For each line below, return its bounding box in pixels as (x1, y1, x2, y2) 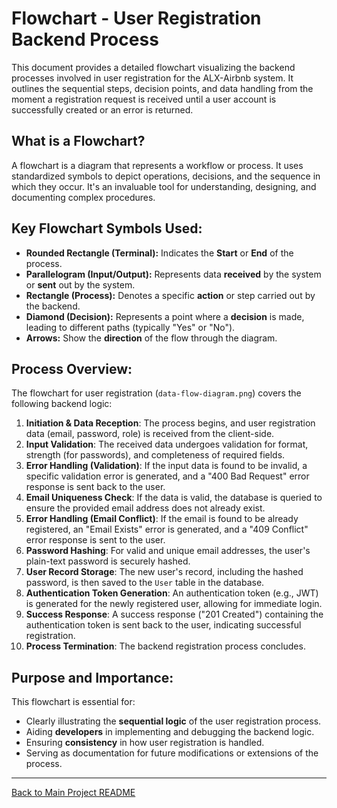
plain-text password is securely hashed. (25, 555, 191, 567)
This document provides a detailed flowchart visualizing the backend (11, 61, 296, 73)
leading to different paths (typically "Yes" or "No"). (25, 321, 236, 333)
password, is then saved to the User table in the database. (25, 577, 265, 589)
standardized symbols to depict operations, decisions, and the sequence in (11, 170, 321, 182)
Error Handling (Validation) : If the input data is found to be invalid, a (25, 460, 308, 472)
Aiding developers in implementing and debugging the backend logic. (25, 726, 315, 738)
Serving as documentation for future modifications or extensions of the (25, 747, 319, 759)
